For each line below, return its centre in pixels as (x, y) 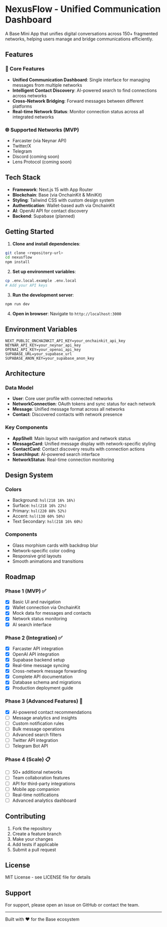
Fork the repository (32, 828)
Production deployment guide (43, 688)
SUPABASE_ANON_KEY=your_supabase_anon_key (50, 358)
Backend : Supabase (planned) (44, 216)
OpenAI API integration (36, 654)
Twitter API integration (35, 740)
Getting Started (30, 232)
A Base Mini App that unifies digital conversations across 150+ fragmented (82, 33)
